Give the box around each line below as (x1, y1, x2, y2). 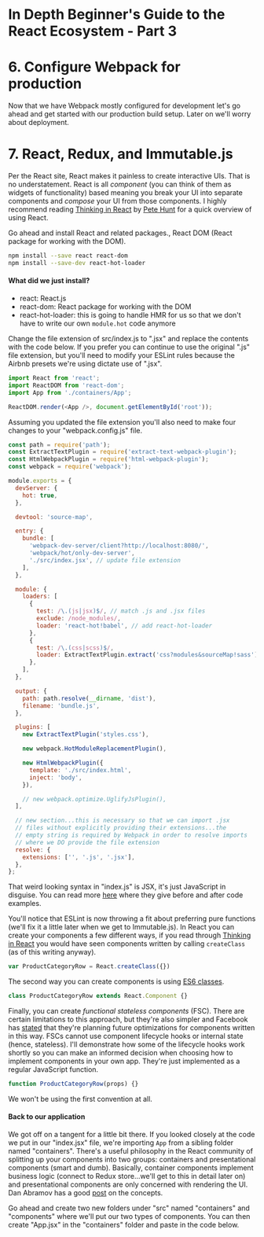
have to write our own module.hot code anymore (19, 318, 176, 328)
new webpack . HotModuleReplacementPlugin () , (22, 745, 167, 753)
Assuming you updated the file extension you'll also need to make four (8, 417, 236, 426)
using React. (8, 213, 49, 223)
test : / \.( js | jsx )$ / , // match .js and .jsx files (36, 607, 206, 615)
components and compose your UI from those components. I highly (8, 197, 227, 206)
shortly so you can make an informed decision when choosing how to (8, 1048, 233, 1058)
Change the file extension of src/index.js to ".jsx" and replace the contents (8, 334, 249, 344)
